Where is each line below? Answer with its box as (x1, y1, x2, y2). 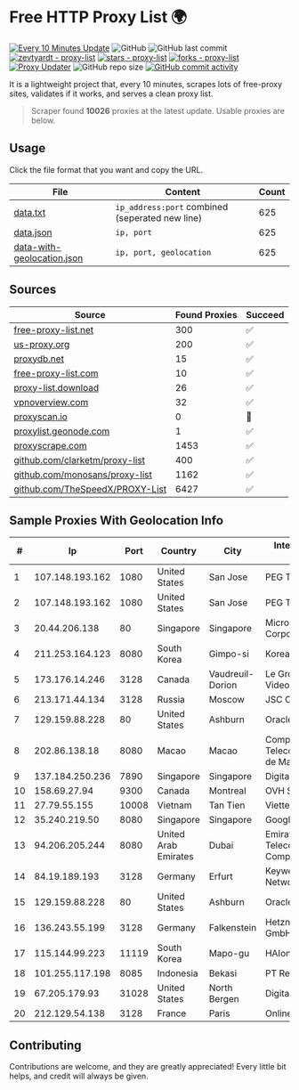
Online (265, 1007, 293, 1020)
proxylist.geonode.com (13, 425, 110, 437)
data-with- (13, 240, 62, 253)
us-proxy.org (13, 338, 70, 350)
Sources (9, 282, 57, 297)
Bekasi (208, 967, 238, 980)
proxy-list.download (13, 381, 100, 394)
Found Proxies (174, 308, 238, 321)
